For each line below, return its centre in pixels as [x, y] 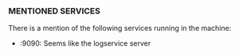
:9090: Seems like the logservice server [85, 43]
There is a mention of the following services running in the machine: [120, 28]
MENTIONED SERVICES [55, 11]
